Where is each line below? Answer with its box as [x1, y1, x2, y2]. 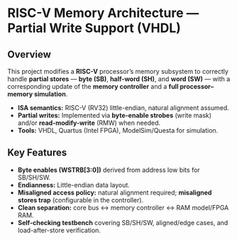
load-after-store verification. [17, 226, 101, 234]
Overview [7, 48, 52, 60]
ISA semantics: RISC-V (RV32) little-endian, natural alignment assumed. [17, 104, 229, 111]
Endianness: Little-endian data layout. [17, 180, 130, 189]
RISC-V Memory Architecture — [7, 5, 199, 21]
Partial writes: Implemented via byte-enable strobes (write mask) [17, 111, 211, 119]
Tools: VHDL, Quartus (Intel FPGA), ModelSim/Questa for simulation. [17, 126, 219, 134]
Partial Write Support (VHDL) [7, 20, 181, 36]
